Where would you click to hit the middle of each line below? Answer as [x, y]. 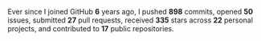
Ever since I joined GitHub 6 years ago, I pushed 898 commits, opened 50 [130, 12]
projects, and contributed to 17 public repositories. [91, 29]
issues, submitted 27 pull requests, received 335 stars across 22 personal [130, 20]
